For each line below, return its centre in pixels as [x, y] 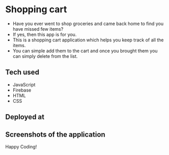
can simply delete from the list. [45, 56]
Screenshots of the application [55, 134]
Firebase [22, 90]
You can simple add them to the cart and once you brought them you [85, 51]
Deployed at [25, 117]
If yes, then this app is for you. [44, 34]
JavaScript [24, 84]
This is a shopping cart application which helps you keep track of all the [88, 40]
